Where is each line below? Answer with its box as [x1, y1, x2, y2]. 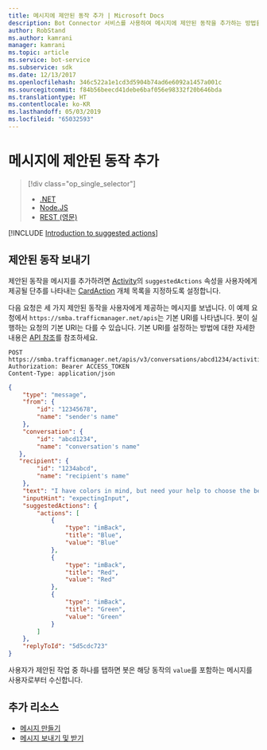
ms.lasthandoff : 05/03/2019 [8, 108, 102, 116]
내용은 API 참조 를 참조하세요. [8, 332, 98, 342]
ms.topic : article [8, 49, 69, 57]
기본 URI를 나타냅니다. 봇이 [165, 312, 250, 322]
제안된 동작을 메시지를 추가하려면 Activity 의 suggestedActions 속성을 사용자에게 [8, 275, 257, 285]
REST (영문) [39, 212, 78, 221]
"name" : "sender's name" [37, 413, 119, 421]
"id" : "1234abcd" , [37, 465, 98, 473]
